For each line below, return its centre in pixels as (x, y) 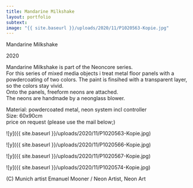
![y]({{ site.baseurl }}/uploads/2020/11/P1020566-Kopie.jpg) (79, 145)
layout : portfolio (28, 17)
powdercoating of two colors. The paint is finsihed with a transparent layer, (97, 80)
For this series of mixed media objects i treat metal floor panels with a (90, 73)
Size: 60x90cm (24, 116)
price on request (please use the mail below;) (61, 122)
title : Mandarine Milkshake (40, 11)
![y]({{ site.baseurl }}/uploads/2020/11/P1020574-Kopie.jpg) (78, 168)
